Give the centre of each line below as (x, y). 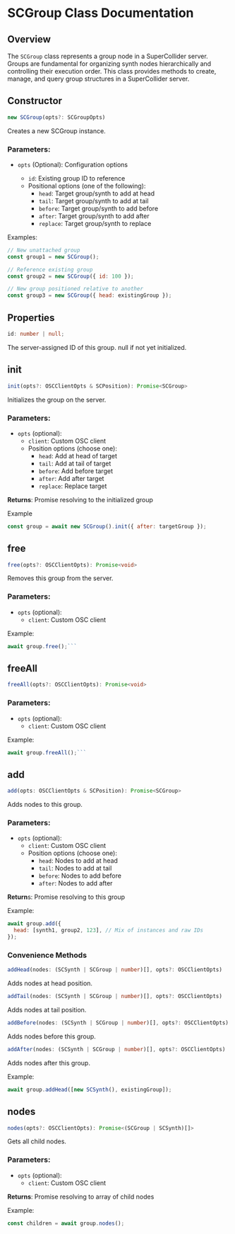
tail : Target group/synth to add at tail (94, 200)
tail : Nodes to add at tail (75, 868)
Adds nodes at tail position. (47, 1010)
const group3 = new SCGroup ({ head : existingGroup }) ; (90, 295)
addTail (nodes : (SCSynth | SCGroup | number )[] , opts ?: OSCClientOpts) (115, 997)
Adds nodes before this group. (52, 1036)
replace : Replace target (73, 486)
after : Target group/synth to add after (94, 216)
